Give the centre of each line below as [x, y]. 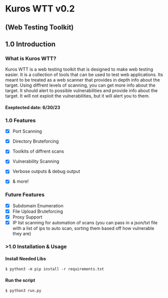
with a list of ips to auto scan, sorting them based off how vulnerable [83, 228]
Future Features [25, 195]
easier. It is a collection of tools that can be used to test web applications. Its [84, 75]
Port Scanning [27, 131]
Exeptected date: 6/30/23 [33, 107]
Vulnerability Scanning [36, 161]
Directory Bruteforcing [36, 141]
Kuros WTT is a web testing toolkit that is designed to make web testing [79, 69]
